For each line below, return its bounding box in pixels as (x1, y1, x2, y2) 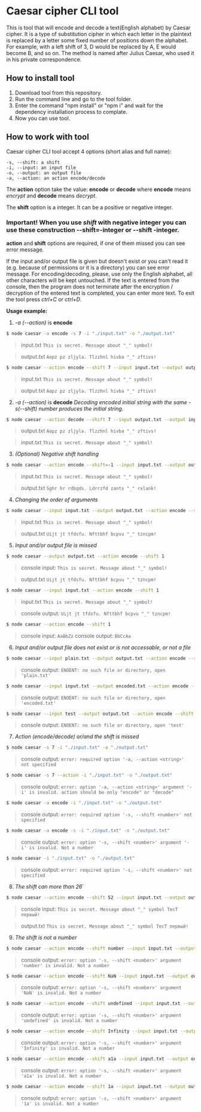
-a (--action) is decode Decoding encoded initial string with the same (14, 398, 187, 405)
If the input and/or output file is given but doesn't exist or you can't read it (6, 257, 188, 265)
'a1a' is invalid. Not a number (20, 1073, 102, 1079)
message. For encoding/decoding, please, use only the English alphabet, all (6, 270, 193, 277)
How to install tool (6, 73, 75, 83)
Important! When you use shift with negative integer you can (6, 219, 187, 227)
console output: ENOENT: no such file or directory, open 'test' (20, 722, 184, 729)
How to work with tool (6, 132, 90, 142)
